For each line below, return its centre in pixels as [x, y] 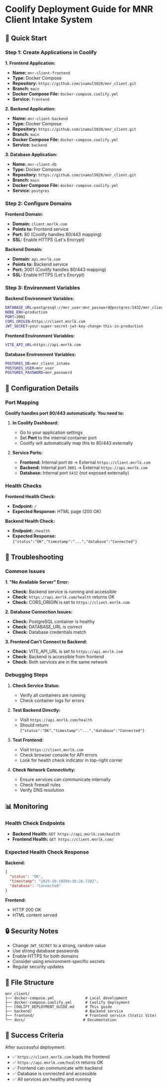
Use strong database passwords [45, 951]
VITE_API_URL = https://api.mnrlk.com [43, 345]
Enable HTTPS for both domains [45, 956]
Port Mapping [22, 402]
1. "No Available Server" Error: [37, 582]
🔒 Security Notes [32, 931]
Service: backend [30, 145]
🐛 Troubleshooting [34, 557]
